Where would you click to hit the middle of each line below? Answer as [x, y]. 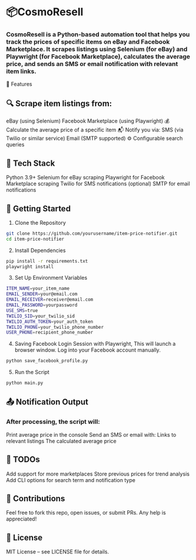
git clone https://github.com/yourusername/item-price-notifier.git [92, 233]
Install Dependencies [40, 250]
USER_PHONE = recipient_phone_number [50, 333]
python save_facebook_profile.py [47, 361]
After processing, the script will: [53, 422]
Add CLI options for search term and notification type [71, 480]
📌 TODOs [23, 459]
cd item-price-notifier [35, 239]
